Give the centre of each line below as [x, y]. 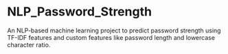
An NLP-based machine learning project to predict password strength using [114, 30]
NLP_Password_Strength [80, 12]
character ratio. [29, 45]
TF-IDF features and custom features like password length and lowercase [111, 37]
